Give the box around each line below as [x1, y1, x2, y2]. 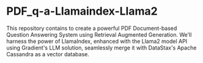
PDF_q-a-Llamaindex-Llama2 [6, 4, 158, 18]
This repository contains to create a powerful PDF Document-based [6, 24, 177, 32]
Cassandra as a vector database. [6, 50, 90, 57]
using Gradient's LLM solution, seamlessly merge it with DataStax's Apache [6, 44, 197, 51]
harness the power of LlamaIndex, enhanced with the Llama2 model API [6, 37, 188, 45]
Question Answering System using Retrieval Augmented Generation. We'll [6, 31, 192, 38]
